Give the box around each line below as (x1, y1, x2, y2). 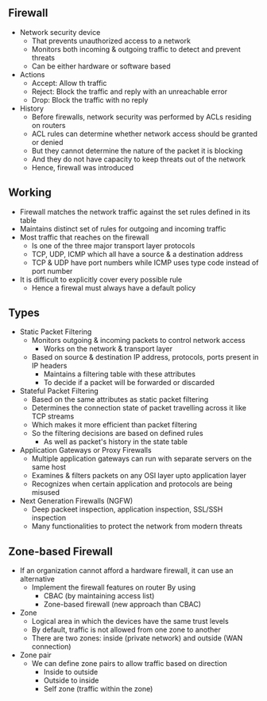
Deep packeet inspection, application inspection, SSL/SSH (31, 504, 223, 514)
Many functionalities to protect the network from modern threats (31, 521, 243, 532)
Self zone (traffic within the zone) (43, 684, 153, 694)
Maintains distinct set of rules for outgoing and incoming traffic (19, 224, 226, 233)
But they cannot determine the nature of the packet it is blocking (31, 146, 243, 155)
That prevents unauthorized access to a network (31, 36, 191, 45)
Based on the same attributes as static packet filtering (31, 395, 209, 404)
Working (8, 186, 52, 200)
